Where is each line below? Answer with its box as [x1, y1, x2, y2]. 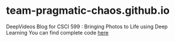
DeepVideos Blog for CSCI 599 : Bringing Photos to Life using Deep [6, 23, 168, 30]
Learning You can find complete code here [6, 29, 109, 36]
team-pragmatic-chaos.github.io [6, 4, 170, 17]
